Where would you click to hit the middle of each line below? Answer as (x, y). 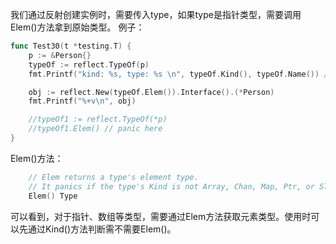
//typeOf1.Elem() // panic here (95, 129)
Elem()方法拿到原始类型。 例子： (77, 27)
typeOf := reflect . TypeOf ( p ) (89, 64)
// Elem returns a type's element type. (113, 177)
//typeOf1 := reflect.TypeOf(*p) (98, 119)
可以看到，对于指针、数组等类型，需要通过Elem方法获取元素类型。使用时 (161, 216)
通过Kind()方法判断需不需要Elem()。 (102, 229)
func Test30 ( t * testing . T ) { (71, 46)
